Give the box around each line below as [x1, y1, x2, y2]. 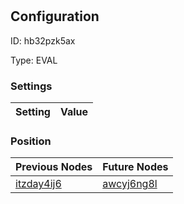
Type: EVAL [10, 54, 58, 66]
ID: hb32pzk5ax [10, 34, 76, 47]
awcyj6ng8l [102, 177, 158, 191]
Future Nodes [102, 160, 169, 174]
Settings [10, 79, 53, 93]
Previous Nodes [15, 160, 93, 174]
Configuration [10, 8, 100, 25]
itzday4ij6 [15, 177, 62, 191]
